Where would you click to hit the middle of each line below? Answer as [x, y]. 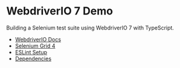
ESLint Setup [31, 52]
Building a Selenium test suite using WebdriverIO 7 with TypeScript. [90, 28]
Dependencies [33, 58]
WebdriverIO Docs [38, 39]
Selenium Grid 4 [35, 46]
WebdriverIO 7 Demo [60, 11]
